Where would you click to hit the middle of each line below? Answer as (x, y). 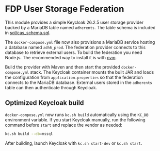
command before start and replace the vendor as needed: (64, 125)
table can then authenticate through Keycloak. (51, 87)
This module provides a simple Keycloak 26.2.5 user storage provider (74, 22)
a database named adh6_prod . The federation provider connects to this (75, 47)
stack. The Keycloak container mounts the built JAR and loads (92, 72)
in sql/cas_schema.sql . (28, 33)
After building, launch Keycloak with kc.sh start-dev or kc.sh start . (73, 143)
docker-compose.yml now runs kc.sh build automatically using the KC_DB (77, 115)
